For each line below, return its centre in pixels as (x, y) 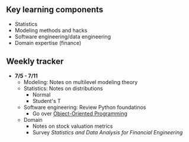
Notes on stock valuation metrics (73, 126)
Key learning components (55, 10)
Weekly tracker (35, 62)
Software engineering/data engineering (63, 36)
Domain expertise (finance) (48, 43)
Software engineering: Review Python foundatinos (85, 107)
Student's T (47, 101)
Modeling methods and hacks (51, 30)
